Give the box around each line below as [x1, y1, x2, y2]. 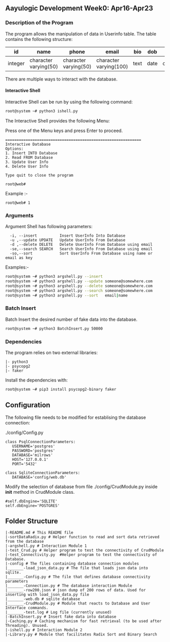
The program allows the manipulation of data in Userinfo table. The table [5, 30, 157, 37]
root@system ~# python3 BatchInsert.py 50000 [5, 326, 103, 331]
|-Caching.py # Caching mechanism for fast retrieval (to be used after [5, 619, 162, 624]
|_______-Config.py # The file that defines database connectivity [5, 574, 151, 580]
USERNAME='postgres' [12, 444, 56, 449]
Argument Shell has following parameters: [5, 224, 93, 230]
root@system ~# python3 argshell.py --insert [5, 274, 103, 279]
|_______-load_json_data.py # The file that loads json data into [5, 566, 148, 571]
